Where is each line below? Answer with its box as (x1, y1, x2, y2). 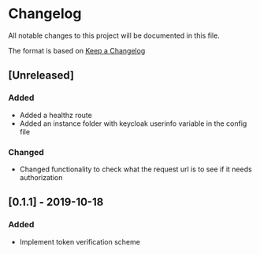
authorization (19, 172, 63, 182)
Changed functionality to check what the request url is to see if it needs (19, 164, 252, 174)
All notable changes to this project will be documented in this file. (8, 31, 221, 40)
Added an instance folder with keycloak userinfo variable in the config (19, 119, 247, 128)
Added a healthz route (19, 110, 92, 120)
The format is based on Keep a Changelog (8, 46, 146, 55)
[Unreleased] (8, 68, 75, 83)
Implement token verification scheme (19, 237, 140, 246)
